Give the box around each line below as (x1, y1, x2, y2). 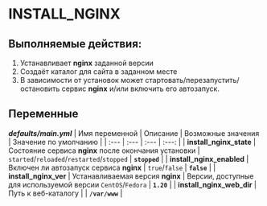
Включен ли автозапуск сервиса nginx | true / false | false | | (8, 163, 216, 172)
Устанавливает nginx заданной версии (19, 58, 154, 68)
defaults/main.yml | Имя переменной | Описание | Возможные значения (8, 128, 260, 138)
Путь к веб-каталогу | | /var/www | (8, 188, 123, 198)
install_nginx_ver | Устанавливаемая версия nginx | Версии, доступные (8, 171, 254, 181)
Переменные (8, 107, 79, 121)
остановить (19, 84, 60, 93)
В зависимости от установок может (19, 76, 144, 84)
